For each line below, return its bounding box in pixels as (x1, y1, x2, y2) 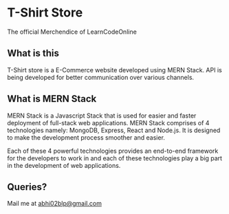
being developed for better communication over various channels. (7, 73, 195, 81)
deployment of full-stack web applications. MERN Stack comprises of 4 (7, 118, 210, 127)
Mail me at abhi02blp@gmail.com (7, 200, 102, 208)
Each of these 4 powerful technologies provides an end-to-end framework (7, 147, 219, 155)
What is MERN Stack (7, 93, 97, 105)
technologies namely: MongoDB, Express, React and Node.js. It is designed (7, 126, 221, 134)
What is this (7, 47, 60, 59)
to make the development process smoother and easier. (7, 133, 165, 142)
